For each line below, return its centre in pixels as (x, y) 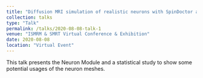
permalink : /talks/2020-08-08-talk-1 (54, 28)
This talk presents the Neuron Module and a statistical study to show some (99, 62)
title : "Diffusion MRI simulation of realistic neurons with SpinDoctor (100, 12)
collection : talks (29, 17)
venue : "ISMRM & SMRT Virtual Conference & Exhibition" (78, 34)
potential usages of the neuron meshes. (56, 68)
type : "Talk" (23, 23)
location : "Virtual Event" (40, 46)
